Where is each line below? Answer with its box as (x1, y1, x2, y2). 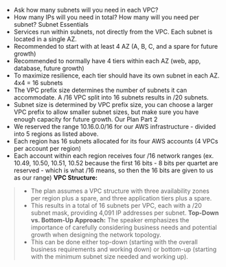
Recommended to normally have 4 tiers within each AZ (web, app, (13, 57, 201, 65)
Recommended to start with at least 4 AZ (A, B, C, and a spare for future (13, 43, 218, 50)
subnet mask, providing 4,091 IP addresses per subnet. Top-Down (30, 209, 219, 217)
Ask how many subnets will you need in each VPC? (13, 6, 159, 14)
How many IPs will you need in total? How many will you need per (13, 13, 199, 21)
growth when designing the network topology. (30, 231, 161, 239)
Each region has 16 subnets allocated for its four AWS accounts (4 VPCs (13, 137, 218, 145)
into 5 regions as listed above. (13, 130, 99, 138)
